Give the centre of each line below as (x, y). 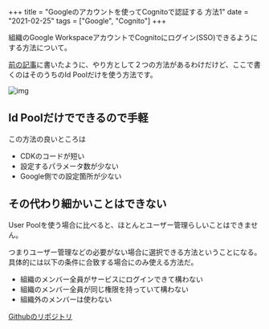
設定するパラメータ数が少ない (69, 166)
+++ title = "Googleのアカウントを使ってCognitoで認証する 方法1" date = (128, 12)
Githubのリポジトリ (41, 316)
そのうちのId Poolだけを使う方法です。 (93, 74)
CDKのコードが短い (52, 156)
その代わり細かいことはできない (88, 204)
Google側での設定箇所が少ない (71, 176)
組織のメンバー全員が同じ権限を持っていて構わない (104, 289)
